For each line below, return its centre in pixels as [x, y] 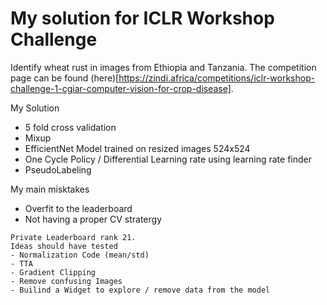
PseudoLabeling [58, 169]
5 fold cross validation [70, 127]
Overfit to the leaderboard [78, 208]
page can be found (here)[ [65, 78]
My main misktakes [50, 189]
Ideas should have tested [64, 246]
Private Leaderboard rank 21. [73, 237]
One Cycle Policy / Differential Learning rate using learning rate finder [168, 159]
